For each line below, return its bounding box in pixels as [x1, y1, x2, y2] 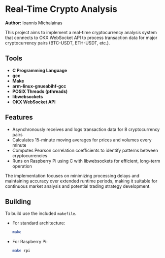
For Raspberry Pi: [12, 239, 48, 245]
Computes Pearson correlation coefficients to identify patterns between [12, 147, 159, 153]
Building [5, 197, 31, 206]
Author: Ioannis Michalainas [5, 20, 63, 26]
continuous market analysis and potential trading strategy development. [5, 183, 151, 189]
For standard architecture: [12, 220, 66, 226]
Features [5, 113, 33, 122]
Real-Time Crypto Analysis [5, 3, 118, 15]
